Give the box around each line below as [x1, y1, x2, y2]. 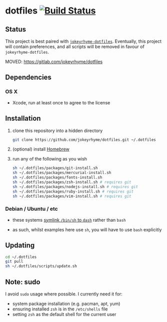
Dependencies [5, 73, 51, 82]
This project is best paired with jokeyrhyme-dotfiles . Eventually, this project [5, 38, 161, 44]
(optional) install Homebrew [12, 146, 70, 152]
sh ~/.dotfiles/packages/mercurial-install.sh [12, 171, 111, 176]
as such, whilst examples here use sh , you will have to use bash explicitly [12, 226, 162, 233]
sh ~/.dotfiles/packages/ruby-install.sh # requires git [12, 189, 134, 194]
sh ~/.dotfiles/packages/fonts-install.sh [12, 175, 102, 180]
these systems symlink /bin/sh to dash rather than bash [12, 217, 126, 223]
